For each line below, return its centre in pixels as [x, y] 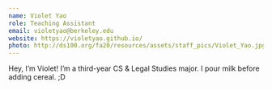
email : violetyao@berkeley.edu [61, 31]
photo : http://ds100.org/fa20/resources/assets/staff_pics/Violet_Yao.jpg [137, 46]
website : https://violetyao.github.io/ [76, 38]
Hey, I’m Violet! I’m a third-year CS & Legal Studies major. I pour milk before [134, 68]
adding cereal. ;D [37, 77]
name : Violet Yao [38, 16]
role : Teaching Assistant [52, 23]
